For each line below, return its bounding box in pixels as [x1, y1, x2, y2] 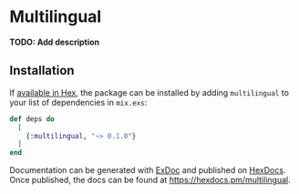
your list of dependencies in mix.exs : [9, 97, 148, 107]
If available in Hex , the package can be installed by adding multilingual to [9, 87, 290, 97]
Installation [9, 63, 75, 78]
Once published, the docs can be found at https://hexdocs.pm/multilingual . [9, 175, 291, 186]
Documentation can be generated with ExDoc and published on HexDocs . [9, 165, 286, 176]
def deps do [9, 114, 55, 124]
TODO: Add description [9, 36, 100, 47]
